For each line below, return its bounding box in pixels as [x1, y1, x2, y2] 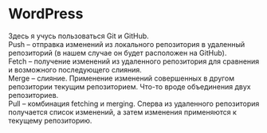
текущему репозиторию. [8, 115, 92, 125]
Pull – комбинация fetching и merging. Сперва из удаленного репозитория [8, 99, 260, 108]
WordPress [8, 5, 84, 23]
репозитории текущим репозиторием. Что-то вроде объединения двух [8, 81, 251, 92]
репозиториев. [8, 90, 59, 100]
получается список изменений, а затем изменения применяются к [8, 107, 238, 116]
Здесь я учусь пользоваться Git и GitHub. [8, 31, 149, 41]
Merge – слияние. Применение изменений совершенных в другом [8, 73, 235, 83]
